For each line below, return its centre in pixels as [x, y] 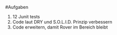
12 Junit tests [26, 17]
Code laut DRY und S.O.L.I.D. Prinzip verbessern [62, 22]
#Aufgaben [17, 7]
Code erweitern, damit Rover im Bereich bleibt [60, 27]
